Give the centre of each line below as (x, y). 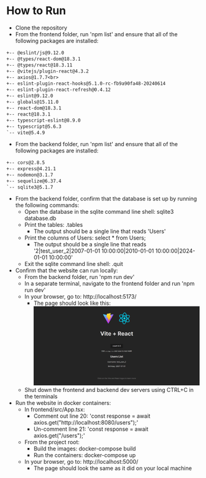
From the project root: (52, 442)
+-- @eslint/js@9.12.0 (35, 53)
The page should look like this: (72, 303)
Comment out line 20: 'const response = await (92, 416)
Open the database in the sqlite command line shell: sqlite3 (99, 211)
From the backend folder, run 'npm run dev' (79, 276)
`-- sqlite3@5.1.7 (30, 187)
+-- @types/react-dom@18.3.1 (44, 59)
